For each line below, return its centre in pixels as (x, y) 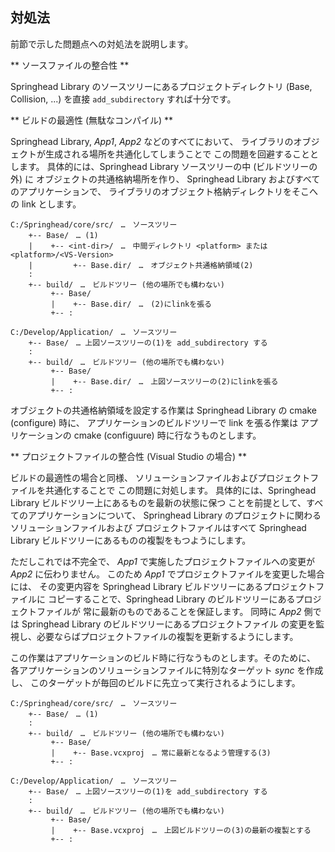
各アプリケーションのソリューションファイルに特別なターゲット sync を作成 (167, 670)
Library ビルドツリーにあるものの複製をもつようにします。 (131, 540)
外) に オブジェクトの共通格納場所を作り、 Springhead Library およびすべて (165, 179)
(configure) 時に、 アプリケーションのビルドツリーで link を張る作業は (154, 422)
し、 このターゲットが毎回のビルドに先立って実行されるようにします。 (155, 682)
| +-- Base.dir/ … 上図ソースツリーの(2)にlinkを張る (164, 381)
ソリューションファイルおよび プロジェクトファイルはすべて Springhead (158, 527)
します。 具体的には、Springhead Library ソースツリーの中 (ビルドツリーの (164, 166)
